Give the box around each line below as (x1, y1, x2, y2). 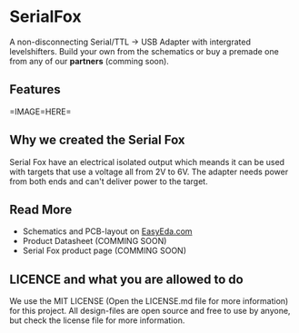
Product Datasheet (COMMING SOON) (22, 236, 167, 247)
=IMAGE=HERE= (9, 106, 72, 117)
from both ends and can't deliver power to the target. (9, 175, 208, 187)
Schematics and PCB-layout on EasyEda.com (22, 226, 193, 237)
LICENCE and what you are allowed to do (9, 271, 244, 287)
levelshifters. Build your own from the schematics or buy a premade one (9, 45, 279, 56)
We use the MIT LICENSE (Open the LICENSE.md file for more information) (9, 296, 289, 307)
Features (9, 82, 61, 97)
